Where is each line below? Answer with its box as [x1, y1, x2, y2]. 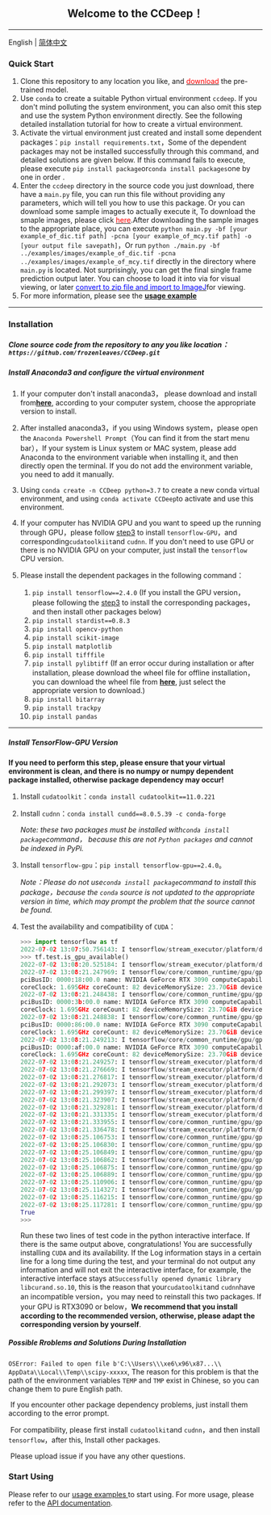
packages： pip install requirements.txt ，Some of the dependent [19, 137, 248, 147]
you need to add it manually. [19, 470, 115, 480]
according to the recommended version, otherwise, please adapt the [19, 1311, 256, 1320]
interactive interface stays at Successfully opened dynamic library [19, 1274, 242, 1283]
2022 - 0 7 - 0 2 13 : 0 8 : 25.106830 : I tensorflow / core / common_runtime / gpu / [19, 1140, 256, 1148]
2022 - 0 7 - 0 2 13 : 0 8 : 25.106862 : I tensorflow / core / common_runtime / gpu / [19, 1156, 256, 1164]
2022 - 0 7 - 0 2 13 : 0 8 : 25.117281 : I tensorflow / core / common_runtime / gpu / [19, 1201, 256, 1209]
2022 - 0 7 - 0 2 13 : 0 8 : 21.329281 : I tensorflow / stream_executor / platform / [19, 1103, 260, 1111]
